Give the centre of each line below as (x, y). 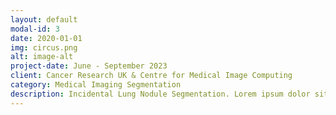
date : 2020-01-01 (46, 38)
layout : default (44, 19)
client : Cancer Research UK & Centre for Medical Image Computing (151, 76)
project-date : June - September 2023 (89, 66)
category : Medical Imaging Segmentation (96, 85)
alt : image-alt (42, 57)
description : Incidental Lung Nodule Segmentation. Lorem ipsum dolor (160, 94)
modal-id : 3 (35, 29)
